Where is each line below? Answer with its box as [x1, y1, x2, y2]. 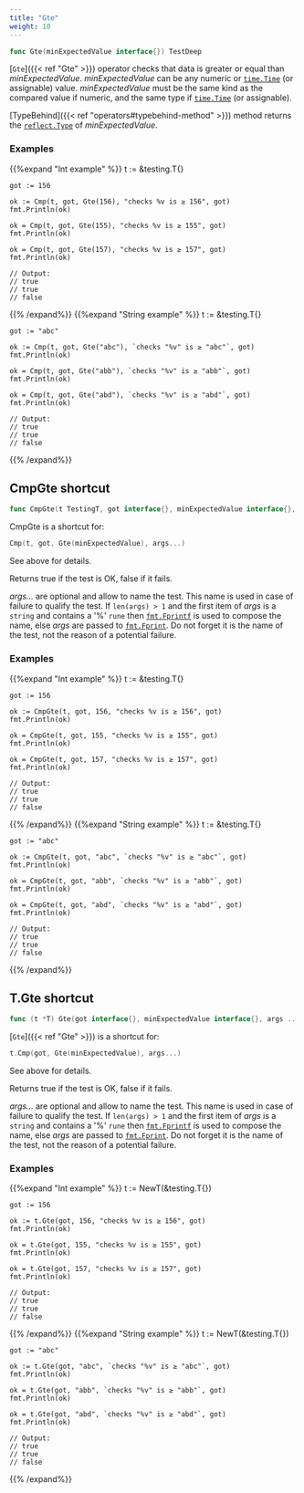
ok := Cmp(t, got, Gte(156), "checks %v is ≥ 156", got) [9, 197, 231, 206]
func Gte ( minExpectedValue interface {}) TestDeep [9, 47, 203, 56]
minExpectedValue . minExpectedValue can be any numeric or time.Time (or [9, 73, 294, 84]
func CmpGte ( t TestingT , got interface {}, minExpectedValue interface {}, [9, 505, 297, 514]
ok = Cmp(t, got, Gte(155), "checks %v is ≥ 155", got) [9, 221, 226, 230]
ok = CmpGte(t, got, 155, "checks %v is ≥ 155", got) [9, 731, 219, 740]
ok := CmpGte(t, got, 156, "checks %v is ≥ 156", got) [9, 706, 223, 716]
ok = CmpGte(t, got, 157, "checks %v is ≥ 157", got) [9, 755, 219, 764]
